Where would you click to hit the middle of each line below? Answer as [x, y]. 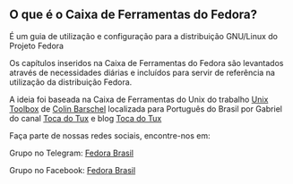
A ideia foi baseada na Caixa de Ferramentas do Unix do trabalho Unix [139, 99]
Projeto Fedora [37, 46]
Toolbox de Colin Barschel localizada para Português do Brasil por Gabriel [146, 109]
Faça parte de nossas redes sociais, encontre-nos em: [110, 135]
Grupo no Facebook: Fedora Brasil [73, 170]
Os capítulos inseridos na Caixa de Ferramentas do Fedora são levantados [146, 63]
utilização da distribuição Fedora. [71, 82]
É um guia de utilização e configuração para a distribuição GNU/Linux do [143, 36]
